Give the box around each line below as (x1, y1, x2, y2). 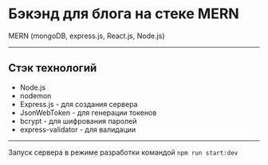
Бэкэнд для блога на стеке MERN (8, 5, 239, 23)
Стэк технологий (8, 61, 97, 75)
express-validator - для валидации (19, 125, 136, 134)
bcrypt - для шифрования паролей (19, 116, 137, 125)
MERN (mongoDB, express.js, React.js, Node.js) (8, 31, 165, 40)
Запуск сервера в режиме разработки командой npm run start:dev (8, 148, 238, 157)
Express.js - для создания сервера (19, 99, 138, 109)
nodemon (19, 90, 52, 100)
